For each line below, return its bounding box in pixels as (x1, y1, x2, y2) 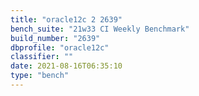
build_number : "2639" (10, 33, 101, 43)
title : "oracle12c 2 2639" (10, 14, 123, 25)
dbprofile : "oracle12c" (10, 42, 110, 53)
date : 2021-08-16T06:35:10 (10, 61, 123, 71)
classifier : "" (10, 52, 74, 62)
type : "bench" (10, 71, 70, 81)
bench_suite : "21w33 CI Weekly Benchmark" (10, 24, 190, 34)
